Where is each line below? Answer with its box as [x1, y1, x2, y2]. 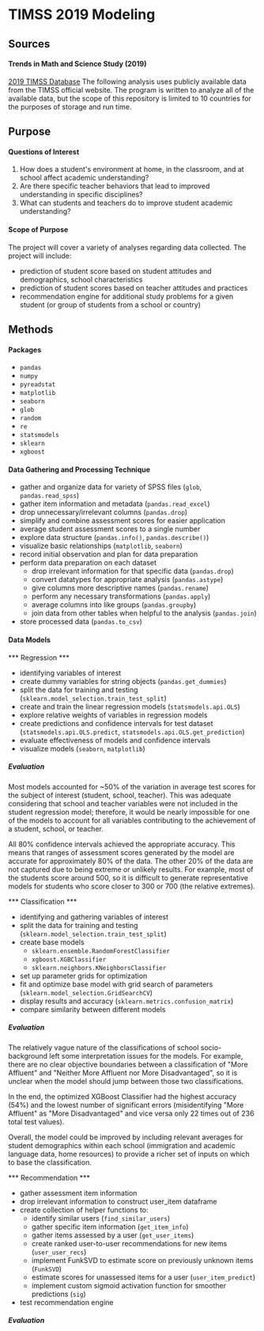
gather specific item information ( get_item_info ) [31, 1222, 189, 1231]
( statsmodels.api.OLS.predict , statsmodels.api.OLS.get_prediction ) [19, 727, 245, 736]
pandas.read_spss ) [19, 491, 80, 500]
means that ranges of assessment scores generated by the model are [8, 847, 235, 857]
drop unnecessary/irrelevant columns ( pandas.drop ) [19, 508, 188, 517]
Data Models [8, 635, 51, 645]
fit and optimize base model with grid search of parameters [19, 979, 213, 989]
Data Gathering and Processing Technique [8, 465, 151, 474]
